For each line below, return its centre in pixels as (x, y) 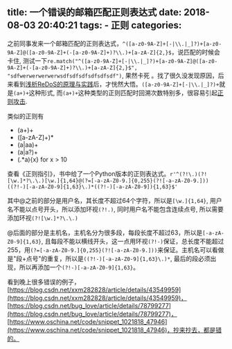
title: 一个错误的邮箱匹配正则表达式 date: (95, 12)
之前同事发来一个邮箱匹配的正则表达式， (65, 43)
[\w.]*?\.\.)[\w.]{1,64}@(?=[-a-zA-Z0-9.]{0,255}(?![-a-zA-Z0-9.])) (108, 181)
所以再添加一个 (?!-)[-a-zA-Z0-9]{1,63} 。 (79, 267)
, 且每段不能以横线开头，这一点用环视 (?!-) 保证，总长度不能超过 (133, 241)
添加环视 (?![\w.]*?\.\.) (43, 217)
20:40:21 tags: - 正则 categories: (110, 25)
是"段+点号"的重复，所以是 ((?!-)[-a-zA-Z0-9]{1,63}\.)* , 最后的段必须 (109, 258)
